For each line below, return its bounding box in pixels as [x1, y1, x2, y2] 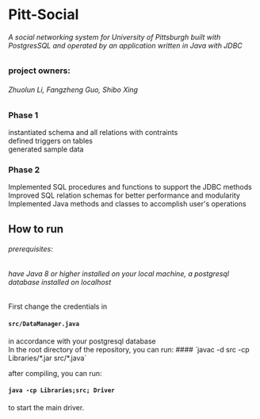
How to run [8, 222, 64, 236]
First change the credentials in [8, 302, 108, 311]
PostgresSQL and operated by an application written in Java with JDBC [8, 40, 243, 50]
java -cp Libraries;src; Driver [8, 386, 115, 394]
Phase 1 [8, 110, 39, 121]
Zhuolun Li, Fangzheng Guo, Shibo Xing [8, 85, 139, 94]
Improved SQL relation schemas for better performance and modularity [8, 190, 240, 200]
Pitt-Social [8, 6, 79, 24]
